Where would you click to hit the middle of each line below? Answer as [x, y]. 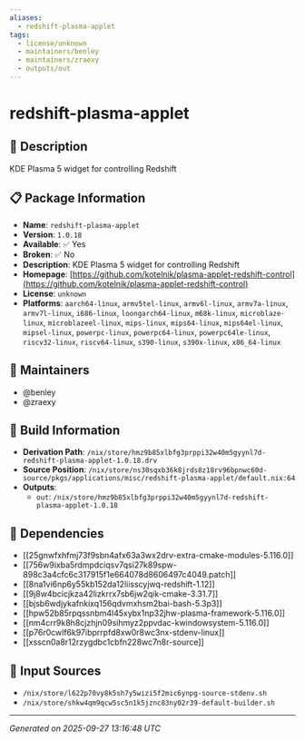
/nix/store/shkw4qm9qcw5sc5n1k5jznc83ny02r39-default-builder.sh [148, 703]
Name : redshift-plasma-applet [81, 224]
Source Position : [54, 469]
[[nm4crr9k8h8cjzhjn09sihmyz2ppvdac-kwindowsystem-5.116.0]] [146, 623]
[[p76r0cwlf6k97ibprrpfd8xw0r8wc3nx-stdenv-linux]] [123, 633]
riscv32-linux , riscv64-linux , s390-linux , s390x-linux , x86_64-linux [152, 341]
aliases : [26, 18]
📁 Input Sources [55, 671]
